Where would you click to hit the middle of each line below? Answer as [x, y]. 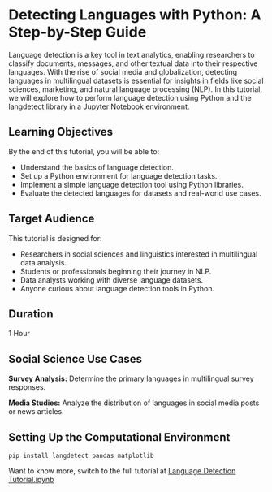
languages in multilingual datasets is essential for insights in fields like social [136, 80]
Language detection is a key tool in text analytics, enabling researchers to [132, 54]
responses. [27, 387]
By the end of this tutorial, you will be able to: [84, 151]
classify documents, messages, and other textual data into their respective [133, 63]
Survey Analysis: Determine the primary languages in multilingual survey [131, 378]
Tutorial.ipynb [31, 479]
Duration [31, 314]
